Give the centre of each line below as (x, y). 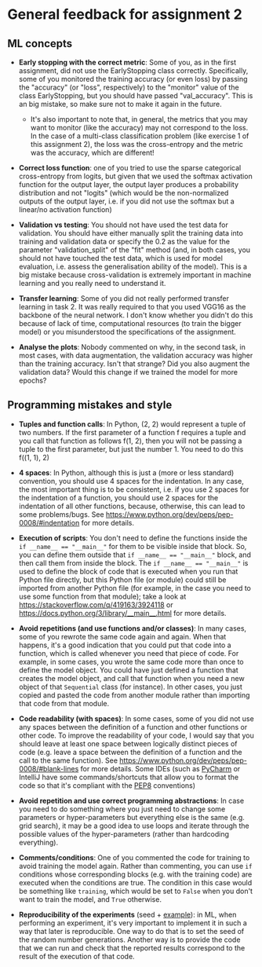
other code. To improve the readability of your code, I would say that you (136, 735)
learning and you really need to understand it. (92, 283)
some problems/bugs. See (61, 514)
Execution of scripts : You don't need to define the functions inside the (133, 538)
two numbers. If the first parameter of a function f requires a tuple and (132, 432)
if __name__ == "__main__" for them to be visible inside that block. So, (133, 546)
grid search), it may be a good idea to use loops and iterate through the (134, 826)
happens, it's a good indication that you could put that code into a (125, 645)
